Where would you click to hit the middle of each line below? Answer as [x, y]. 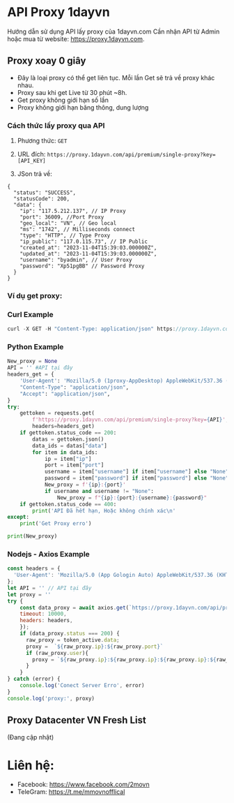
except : [18, 517]
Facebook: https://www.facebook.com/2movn [83, 784]
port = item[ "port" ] [74, 465]
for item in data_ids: [65, 452]
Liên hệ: [31, 765]
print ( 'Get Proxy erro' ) [56, 524]
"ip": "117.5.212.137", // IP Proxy [73, 211]
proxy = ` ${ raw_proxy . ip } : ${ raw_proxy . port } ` [94, 647]
